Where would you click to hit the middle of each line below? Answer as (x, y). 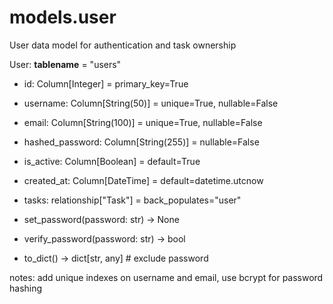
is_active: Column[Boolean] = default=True (112, 161)
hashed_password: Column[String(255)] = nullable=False (141, 142)
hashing (26, 288)
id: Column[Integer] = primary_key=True (106, 83)
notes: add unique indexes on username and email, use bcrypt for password (166, 277)
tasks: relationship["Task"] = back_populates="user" (132, 200)
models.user (63, 17)
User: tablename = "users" (65, 64)
